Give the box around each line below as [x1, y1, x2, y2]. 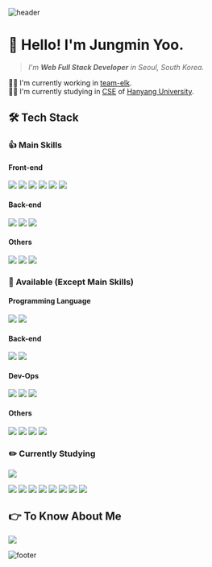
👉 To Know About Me [8, 510, 123, 524]
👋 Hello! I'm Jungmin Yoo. [8, 36, 184, 54]
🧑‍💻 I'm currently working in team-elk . [8, 77, 132, 88]
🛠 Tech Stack [8, 111, 79, 125]
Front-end [8, 162, 43, 172]
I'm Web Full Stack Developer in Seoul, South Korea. [27, 62, 204, 72]
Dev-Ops [8, 370, 39, 380]
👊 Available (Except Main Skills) [8, 276, 135, 288]
